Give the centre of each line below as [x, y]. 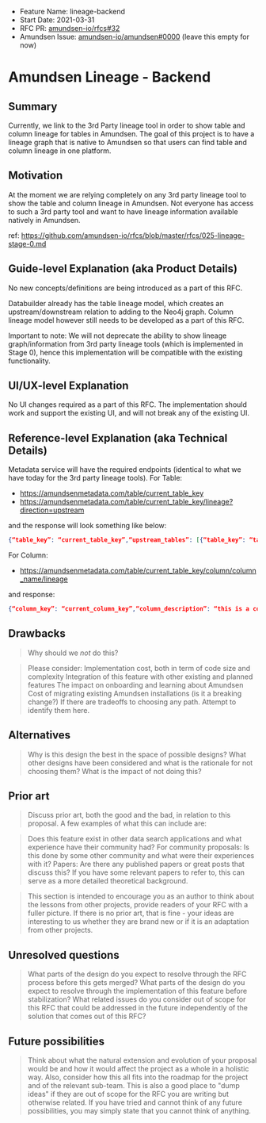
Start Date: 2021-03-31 [57, 20]
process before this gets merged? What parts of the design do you [136, 983]
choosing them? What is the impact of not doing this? [114, 771]
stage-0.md [27, 243]
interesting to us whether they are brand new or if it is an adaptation [138, 922]
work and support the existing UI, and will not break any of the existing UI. [129, 413]
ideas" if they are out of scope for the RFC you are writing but [128, 1094]
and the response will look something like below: [87, 526]
